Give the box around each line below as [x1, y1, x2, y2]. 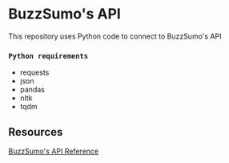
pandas [19, 85, 46, 95]
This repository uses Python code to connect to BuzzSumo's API [8, 31, 222, 41]
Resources [8, 125, 63, 139]
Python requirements [8, 51, 89, 60]
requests [19, 67, 50, 77]
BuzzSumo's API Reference [8, 146, 98, 157]
